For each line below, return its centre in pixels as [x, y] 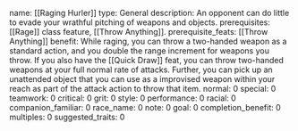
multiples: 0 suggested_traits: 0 [67, 117]
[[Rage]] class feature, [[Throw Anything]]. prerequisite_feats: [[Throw [139, 32]
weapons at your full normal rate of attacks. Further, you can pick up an [141, 70]
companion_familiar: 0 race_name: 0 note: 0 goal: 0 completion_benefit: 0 [145, 107]
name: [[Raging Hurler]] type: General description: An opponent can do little [149, 13]
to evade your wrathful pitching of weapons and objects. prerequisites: [140, 22]
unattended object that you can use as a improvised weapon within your [142, 79]
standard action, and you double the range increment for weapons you [140, 51]
